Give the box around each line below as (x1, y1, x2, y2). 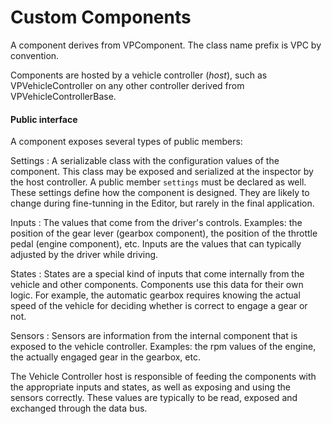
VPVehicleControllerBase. (10, 90, 117, 102)
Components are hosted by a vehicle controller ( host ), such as (10, 69, 268, 81)
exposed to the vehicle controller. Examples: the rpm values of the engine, (10, 341, 317, 353)
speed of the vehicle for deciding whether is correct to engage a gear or (10, 300, 308, 312)
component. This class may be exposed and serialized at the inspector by (10, 166, 314, 178)
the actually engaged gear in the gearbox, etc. (10, 351, 201, 363)
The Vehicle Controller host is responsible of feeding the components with (10, 371, 317, 383)
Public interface (10, 113, 78, 125)
